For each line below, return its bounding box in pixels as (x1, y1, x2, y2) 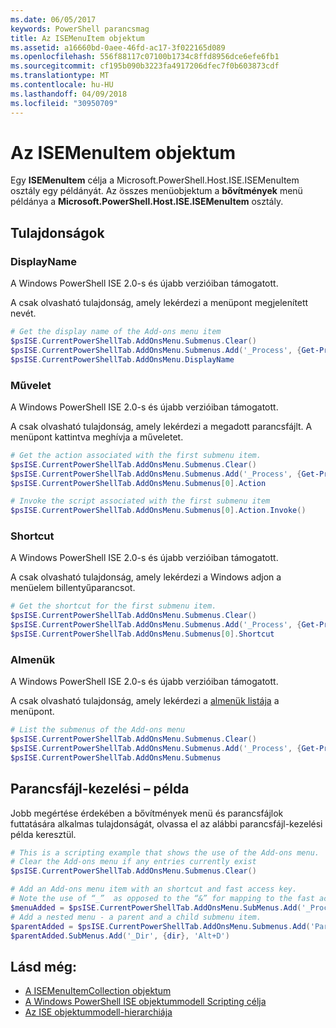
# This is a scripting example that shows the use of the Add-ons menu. (10, 847, 320, 858)
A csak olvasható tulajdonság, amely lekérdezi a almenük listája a (10, 695, 280, 707)
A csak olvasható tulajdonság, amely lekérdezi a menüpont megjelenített (10, 297, 309, 309)
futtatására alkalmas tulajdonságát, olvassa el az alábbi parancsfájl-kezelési (10, 817, 323, 830)
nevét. (10, 307, 37, 320)
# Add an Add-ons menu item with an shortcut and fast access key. (10, 884, 298, 895)
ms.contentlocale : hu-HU (10, 80, 114, 90)
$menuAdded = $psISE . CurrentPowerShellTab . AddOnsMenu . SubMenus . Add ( (10, 902, 302, 913)
